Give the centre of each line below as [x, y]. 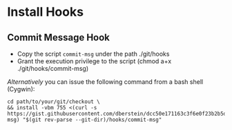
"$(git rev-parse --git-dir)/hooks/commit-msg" [92, 120]
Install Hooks [46, 12]
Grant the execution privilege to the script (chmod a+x [94, 61]
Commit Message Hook [59, 37]
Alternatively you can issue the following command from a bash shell [105, 82]
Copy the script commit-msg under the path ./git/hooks [93, 54]
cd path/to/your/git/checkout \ [54, 102]
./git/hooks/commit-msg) [53, 68]
